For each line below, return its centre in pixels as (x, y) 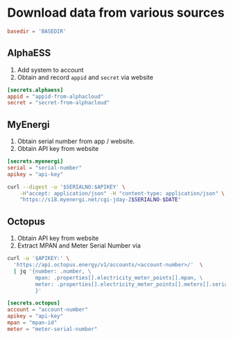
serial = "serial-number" (44, 168)
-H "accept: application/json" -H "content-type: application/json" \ (122, 193)
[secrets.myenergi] (35, 161)
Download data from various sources (116, 13)
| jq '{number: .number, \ (52, 271)
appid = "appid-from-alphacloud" (55, 96)
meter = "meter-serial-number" (52, 329)
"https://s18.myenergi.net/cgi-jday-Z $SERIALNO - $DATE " (101, 200)
